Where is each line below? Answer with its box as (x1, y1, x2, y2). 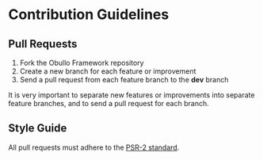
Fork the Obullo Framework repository (19, 58, 144, 67)
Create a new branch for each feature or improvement (19, 67, 196, 76)
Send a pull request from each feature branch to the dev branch (19, 75, 229, 84)
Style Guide (8, 121, 67, 135)
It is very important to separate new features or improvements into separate (8, 90, 255, 100)
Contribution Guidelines (8, 6, 170, 24)
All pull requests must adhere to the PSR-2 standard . (8, 143, 180, 152)
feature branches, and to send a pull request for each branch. (8, 99, 209, 108)
